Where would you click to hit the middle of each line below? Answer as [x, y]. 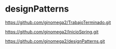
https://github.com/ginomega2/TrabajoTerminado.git [58, 22]
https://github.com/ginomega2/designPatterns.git [55, 41]
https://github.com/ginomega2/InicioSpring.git [52, 32]
